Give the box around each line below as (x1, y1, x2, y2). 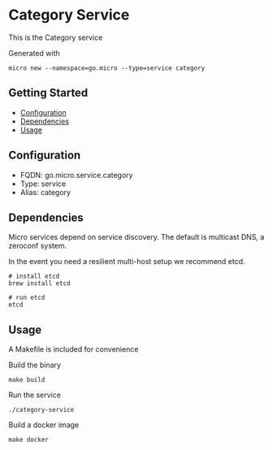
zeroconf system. (8, 241, 67, 251)
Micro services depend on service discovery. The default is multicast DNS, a (8, 232, 265, 242)
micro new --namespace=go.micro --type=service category (8, 63, 205, 72)
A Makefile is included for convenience (8, 344, 139, 354)
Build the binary (8, 360, 62, 370)
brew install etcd (8, 279, 71, 288)
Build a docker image (8, 420, 80, 430)
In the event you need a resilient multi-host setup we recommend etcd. (8, 257, 245, 266)
